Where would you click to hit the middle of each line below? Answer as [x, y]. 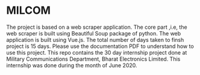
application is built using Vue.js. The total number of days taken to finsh [95, 40]
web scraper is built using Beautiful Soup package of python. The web [94, 33]
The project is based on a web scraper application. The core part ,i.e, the [97, 27]
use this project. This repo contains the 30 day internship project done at [97, 52]
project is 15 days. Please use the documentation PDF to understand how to [100, 46]
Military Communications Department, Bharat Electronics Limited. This [93, 59]
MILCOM [29, 10]
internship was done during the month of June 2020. [72, 65]
